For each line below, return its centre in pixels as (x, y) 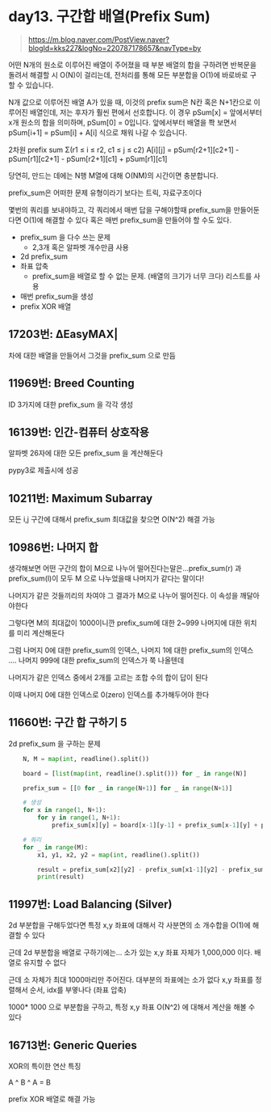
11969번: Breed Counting (71, 384)
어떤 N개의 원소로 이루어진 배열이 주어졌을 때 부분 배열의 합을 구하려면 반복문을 (132, 65)
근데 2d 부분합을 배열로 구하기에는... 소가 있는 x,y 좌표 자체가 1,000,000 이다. (130, 953)
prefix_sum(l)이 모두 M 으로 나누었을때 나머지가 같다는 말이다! (106, 578)
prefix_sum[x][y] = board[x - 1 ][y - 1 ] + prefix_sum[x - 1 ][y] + (154, 826)
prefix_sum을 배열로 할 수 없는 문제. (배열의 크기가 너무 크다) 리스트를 (142, 276)
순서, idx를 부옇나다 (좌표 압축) (78, 990)
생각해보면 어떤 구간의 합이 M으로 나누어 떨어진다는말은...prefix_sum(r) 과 (125, 568)
